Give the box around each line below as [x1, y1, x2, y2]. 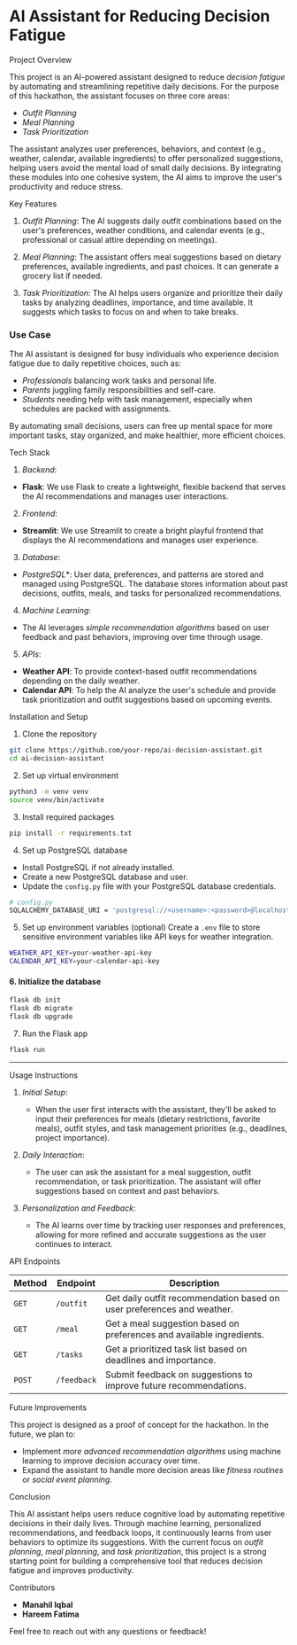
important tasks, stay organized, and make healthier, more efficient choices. [9, 430, 286, 440]
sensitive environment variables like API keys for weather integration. [21, 932, 274, 942]
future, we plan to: [9, 1429, 76, 1439]
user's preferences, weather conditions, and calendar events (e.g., [21, 224, 265, 236]
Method [13, 1276, 48, 1289]
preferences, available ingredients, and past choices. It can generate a [21, 261, 279, 271]
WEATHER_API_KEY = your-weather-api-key [9, 948, 152, 958]
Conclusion [9, 1491, 51, 1501]
